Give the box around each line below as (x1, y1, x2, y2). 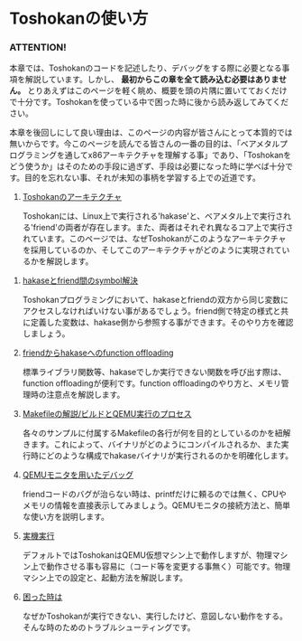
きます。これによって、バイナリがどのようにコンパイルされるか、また (22, 439, 282, 450)
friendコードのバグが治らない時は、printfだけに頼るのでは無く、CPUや (22, 489, 287, 500)
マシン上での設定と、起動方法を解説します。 (22, 572, 188, 583)
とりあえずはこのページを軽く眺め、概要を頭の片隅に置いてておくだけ (26, 85, 288, 96)
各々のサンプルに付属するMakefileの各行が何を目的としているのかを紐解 (22, 428, 291, 438)
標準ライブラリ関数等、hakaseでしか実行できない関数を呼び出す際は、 (22, 367, 287, 378)
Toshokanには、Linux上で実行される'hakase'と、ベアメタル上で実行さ (22, 211, 284, 222)
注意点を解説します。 (46, 390, 125, 401)
